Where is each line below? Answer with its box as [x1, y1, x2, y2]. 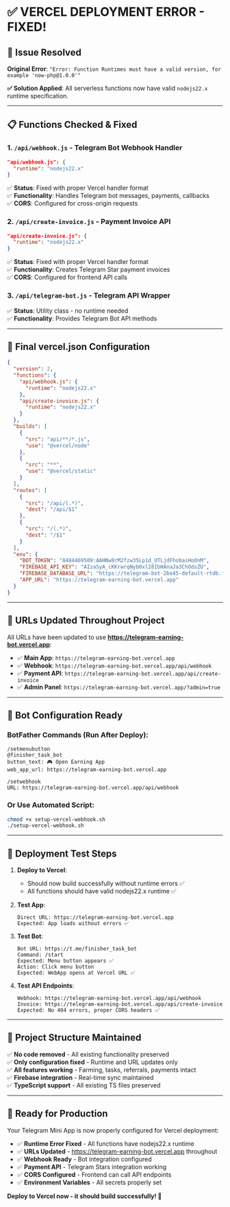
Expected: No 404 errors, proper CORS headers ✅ [16, 1007, 160, 1014]
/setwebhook [7, 778, 41, 786]
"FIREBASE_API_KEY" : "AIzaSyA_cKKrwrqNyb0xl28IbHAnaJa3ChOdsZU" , [19, 564, 210, 571]
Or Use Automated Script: [7, 800, 94, 810]
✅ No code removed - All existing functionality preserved [7, 1050, 170, 1059]
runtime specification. [7, 92, 68, 100]
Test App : [16, 901, 46, 909]
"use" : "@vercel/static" [25, 468, 97, 475]
